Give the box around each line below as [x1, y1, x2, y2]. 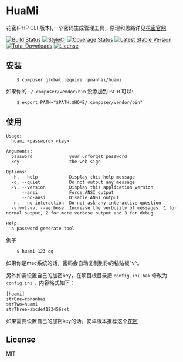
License [6, 334, 36, 344]
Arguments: [6, 148, 33, 154]
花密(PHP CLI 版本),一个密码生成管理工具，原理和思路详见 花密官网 [6, 24, 167, 31]
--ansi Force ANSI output [21, 189, 114, 195]
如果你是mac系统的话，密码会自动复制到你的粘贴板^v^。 [6, 259, 143, 266]
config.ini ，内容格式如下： [6, 279, 75, 286]
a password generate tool [11, 225, 75, 232]
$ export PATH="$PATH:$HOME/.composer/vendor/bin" [16, 99, 143, 105]
